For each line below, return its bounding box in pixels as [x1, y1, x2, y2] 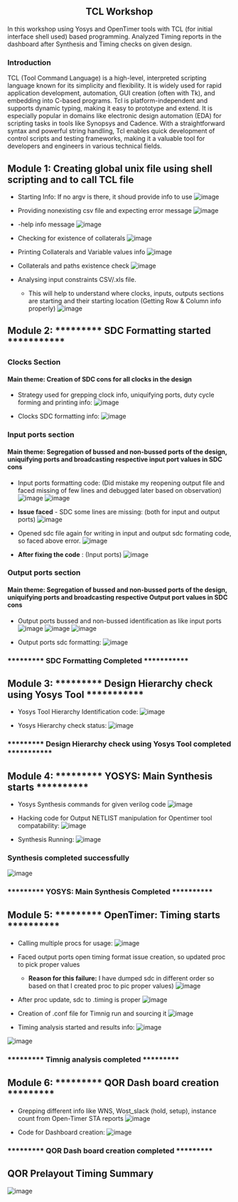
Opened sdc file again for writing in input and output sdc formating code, [17, 528, 232, 537]
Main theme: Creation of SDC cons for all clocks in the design [7, 375, 193, 383]
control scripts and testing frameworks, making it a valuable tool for [7, 135, 205, 143]
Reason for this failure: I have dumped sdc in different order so [28, 974, 215, 983]
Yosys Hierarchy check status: [17, 721, 107, 730]
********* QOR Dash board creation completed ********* [7, 1146, 213, 1156]
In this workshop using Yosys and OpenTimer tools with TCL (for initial [7, 24, 213, 33]
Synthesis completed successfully [7, 853, 130, 863]
